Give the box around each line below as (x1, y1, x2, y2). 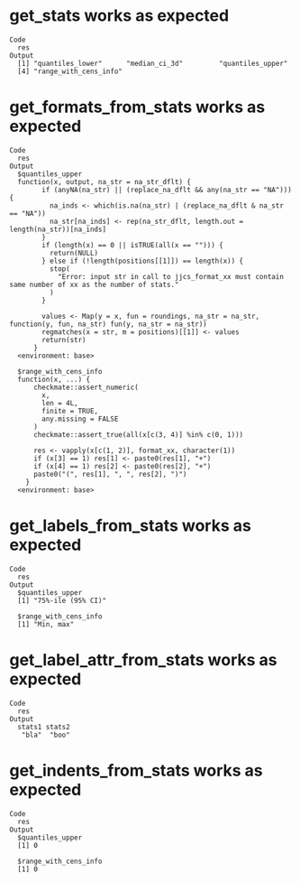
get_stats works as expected (9, 5, 230, 26)
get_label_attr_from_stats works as (9, 650, 277, 670)
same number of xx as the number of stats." (9, 280, 179, 289)
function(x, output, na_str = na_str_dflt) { (17, 177, 192, 186)
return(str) (41, 335, 87, 344)
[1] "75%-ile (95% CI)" (17, 596, 106, 605)
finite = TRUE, (41, 406, 99, 415)
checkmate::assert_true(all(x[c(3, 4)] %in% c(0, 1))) (32, 430, 244, 439)
